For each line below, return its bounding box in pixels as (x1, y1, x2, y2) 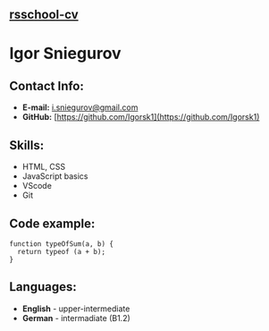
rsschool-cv (9, 7, 79, 22)
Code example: (9, 216, 96, 231)
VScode (21, 181, 52, 191)
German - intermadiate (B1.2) (21, 312, 131, 323)
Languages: (9, 279, 78, 294)
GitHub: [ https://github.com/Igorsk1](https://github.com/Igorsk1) (21, 112, 260, 123)
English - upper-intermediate (21, 303, 130, 314)
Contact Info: (9, 78, 85, 93)
